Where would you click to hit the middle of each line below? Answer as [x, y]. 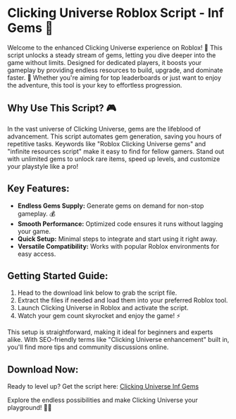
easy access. [37, 254]
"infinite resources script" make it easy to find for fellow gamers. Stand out [116, 151]
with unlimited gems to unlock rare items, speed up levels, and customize [114, 159]
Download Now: [43, 369]
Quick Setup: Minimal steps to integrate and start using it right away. [117, 239]
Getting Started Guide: [58, 276]
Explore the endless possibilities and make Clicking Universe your [103, 400]
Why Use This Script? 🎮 [62, 108]
